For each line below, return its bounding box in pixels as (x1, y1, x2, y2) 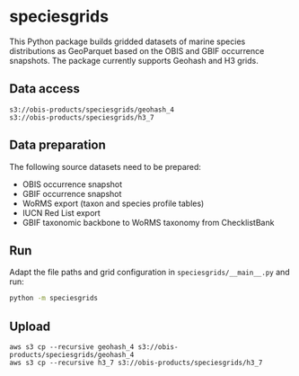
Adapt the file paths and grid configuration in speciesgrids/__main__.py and (9, 267, 290, 278)
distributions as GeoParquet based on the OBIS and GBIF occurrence (9, 45, 265, 56)
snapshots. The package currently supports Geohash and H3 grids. (9, 55, 259, 66)
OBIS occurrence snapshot (22, 178, 123, 190)
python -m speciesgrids (9, 294, 99, 303)
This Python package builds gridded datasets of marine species (9, 36, 246, 47)
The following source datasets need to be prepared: (9, 161, 202, 172)
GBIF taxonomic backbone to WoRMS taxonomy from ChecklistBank (22, 217, 275, 228)
